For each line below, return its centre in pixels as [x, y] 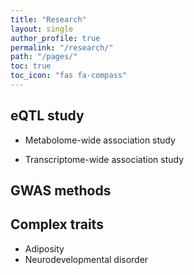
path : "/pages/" [44, 57]
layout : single [42, 29]
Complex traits [57, 224]
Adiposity [44, 248]
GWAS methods [61, 191]
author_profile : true [55, 38]
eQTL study [47, 116]
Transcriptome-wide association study [104, 159]
